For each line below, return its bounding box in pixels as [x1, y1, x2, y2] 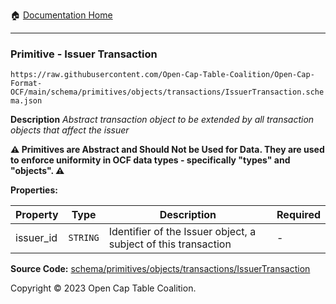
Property [15, 208, 59, 222]
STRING [68, 232, 100, 244]
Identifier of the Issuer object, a [108, 225, 257, 239]
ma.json [10, 96, 43, 106]
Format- [10, 79, 43, 89]
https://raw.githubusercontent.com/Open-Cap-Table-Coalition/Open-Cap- [10, 70, 315, 80]
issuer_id [15, 231, 58, 245]
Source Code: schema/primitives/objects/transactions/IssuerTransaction [10, 263, 311, 275]
